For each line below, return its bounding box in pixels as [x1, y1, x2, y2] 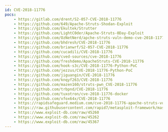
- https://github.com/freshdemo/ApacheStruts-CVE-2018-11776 [14, 59, 144, 64]
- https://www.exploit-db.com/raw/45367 [14, 119, 99, 124]
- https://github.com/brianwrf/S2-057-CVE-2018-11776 [14, 45, 128, 50]
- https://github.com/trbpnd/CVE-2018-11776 [14, 86, 108, 92]
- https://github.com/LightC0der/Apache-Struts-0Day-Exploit [14, 31, 144, 36]
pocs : [5, 12, 16, 17]
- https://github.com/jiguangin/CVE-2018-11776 [14, 73, 115, 78]
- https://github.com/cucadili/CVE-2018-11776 [14, 49, 113, 54]
